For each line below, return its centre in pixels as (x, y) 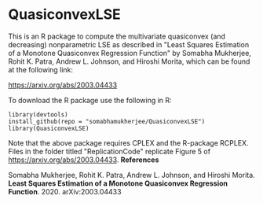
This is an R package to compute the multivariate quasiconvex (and (117, 36)
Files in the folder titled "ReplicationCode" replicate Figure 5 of (109, 151)
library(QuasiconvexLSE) (49, 128)
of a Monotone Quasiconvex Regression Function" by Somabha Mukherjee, (130, 53)
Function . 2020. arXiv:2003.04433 (65, 191)
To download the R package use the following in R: (90, 100)
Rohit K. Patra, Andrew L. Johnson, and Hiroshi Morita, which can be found (129, 61)
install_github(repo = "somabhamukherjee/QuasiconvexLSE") (107, 121)
